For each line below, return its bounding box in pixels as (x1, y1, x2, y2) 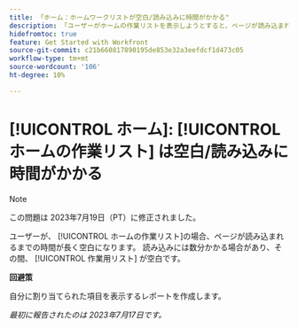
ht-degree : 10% (9, 71, 66, 80)
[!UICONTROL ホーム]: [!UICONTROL (9, 119, 281, 139)
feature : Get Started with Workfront (9, 37, 149, 47)
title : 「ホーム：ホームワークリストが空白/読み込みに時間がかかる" (9, 12, 230, 22)
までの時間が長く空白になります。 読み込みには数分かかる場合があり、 (16, 241, 275, 253)
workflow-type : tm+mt (9, 54, 90, 63)
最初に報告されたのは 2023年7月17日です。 (9, 309, 167, 320)
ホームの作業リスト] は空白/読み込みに (9, 141, 289, 161)
